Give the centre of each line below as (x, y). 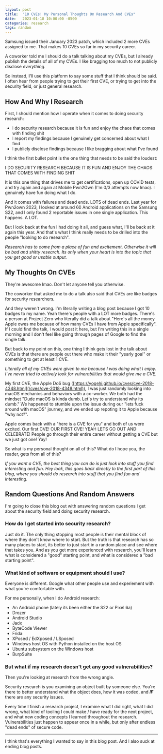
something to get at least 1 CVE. (37, 359)
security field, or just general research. (44, 86)
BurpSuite (22, 654)
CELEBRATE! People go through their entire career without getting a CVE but (81, 434)
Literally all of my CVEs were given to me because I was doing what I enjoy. (81, 368)
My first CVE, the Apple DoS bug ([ (40, 383)
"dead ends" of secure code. (34, 727)
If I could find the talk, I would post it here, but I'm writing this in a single (77, 329)
